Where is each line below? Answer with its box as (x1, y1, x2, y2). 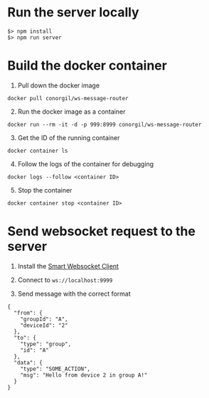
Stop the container (17, 185, 73, 194)
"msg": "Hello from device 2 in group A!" (20, 371, 148, 379)
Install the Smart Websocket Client (17, 262, 119, 270)
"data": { (14, 359, 43, 366)
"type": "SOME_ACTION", (20, 365, 91, 372)
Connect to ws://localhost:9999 (17, 275, 113, 284)
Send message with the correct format (17, 289, 132, 298)
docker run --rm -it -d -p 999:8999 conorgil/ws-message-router (7, 121, 202, 128)
